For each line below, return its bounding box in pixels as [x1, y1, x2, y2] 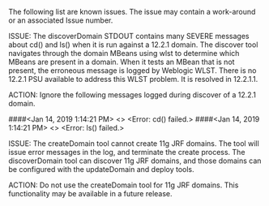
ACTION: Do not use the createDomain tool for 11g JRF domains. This [8, 180, 239, 190]
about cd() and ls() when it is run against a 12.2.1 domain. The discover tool [8, 40, 258, 49]
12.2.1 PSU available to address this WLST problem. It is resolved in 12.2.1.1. [8, 75, 258, 84]
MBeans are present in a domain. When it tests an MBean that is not [8, 57, 235, 67]
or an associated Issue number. [8, 15, 113, 25]
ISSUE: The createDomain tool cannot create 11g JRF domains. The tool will [8, 139, 259, 148]
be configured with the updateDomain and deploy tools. [8, 165, 194, 174]
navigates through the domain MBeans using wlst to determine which [8, 49, 240, 58]
